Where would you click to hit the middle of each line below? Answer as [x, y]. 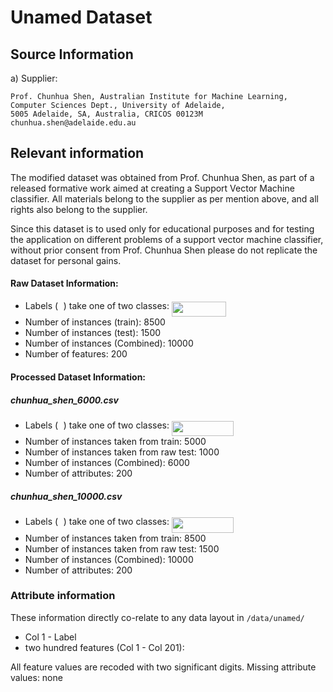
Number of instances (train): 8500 [95, 322]
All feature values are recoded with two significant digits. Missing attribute [163, 667]
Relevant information [77, 153]
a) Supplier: [34, 78]
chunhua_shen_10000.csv [66, 496]
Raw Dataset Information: [64, 283]
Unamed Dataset [81, 17]
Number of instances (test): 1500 [93, 333]
